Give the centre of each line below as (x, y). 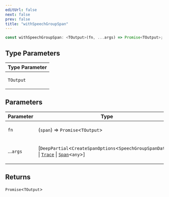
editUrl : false (21, 10)
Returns (18, 177)
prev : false (18, 19)
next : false (18, 15)
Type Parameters (33, 53)
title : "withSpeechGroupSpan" (37, 24)
